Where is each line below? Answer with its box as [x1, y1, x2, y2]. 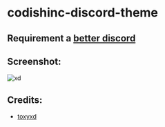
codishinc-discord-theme [7, 5, 159, 21]
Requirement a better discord [7, 32, 136, 44]
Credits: [7, 94, 43, 106]
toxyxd [17, 113, 37, 121]
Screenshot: [7, 55, 61, 67]
